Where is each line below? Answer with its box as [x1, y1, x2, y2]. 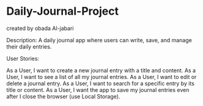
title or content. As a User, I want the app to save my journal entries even [6, 86, 190, 93]
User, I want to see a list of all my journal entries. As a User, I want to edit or [6, 73, 197, 80]
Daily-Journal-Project [6, 4, 119, 18]
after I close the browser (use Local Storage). [6, 93, 120, 100]
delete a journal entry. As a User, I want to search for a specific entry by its [6, 80, 194, 87]
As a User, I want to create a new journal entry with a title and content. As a [6, 66, 196, 74]
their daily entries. [6, 43, 52, 50]
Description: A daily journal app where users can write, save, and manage [6, 36, 193, 44]
